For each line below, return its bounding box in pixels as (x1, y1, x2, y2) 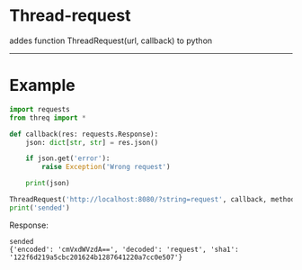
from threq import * (9, 113, 87, 122)
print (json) (25, 179, 70, 188)
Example (9, 76, 75, 95)
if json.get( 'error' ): (25, 154, 111, 163)
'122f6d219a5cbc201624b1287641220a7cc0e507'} (9, 253, 182, 262)
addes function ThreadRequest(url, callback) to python (9, 35, 213, 46)
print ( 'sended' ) (9, 203, 70, 212)
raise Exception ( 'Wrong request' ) (41, 163, 171, 172)
